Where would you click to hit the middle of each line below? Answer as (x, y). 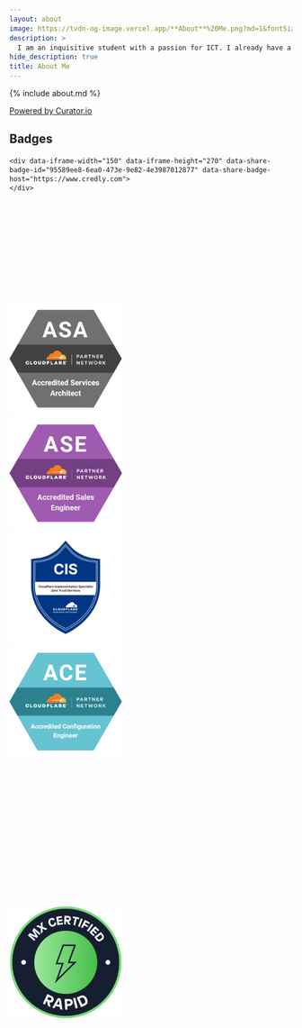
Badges (31, 139)
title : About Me (40, 67)
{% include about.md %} (55, 93)
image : (22, 28)
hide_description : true (54, 57)
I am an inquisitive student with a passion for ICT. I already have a (155, 48)
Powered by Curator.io (51, 111)
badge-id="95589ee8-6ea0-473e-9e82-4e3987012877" (104, 170)
